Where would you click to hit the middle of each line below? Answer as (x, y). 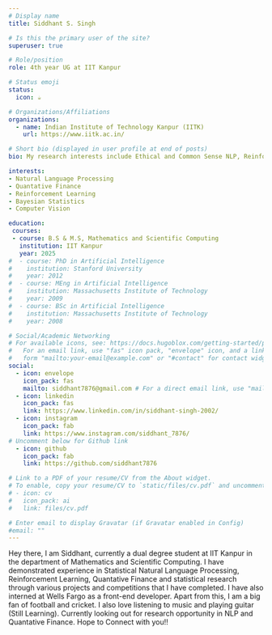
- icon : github (41, 449)
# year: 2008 (36, 321)
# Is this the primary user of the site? (79, 38)
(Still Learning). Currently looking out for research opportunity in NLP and (131, 614)
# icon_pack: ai (39, 501)
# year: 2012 (36, 276)
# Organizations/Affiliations (59, 112)
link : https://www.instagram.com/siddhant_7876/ (106, 434)
